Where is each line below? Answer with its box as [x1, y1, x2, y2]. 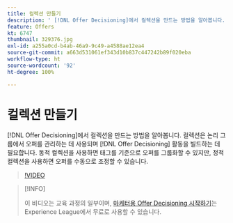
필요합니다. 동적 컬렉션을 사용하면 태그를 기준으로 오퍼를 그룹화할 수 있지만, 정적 [7, 148, 225, 157]
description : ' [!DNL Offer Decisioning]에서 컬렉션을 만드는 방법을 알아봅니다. [7, 17, 225, 24]
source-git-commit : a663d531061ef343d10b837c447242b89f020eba [7, 49, 191, 56]
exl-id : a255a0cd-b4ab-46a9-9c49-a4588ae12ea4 [7, 43, 145, 49]
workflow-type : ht [7, 56, 61, 63]
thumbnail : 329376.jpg [7, 36, 73, 43]
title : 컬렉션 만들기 [7, 10, 61, 17]
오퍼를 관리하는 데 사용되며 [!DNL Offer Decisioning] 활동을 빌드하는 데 [25, 140, 220, 148]
